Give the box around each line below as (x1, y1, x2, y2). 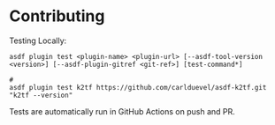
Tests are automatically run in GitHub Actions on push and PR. (9, 106, 236, 116)
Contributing (9, 6, 105, 26)
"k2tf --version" (9, 91, 73, 99)
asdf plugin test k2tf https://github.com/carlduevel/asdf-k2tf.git (9, 83, 267, 92)
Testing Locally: (9, 35, 67, 46)
